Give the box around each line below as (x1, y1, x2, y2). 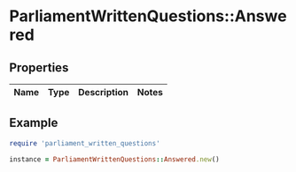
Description (78, 86, 129, 98)
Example (9, 116, 58, 131)
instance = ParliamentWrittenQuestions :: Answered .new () (9, 154, 220, 164)
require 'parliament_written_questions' (9, 138, 161, 147)
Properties (9, 60, 69, 75)
